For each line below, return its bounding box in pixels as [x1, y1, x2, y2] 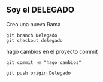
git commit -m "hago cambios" [6, 59, 82, 65]
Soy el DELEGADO [6, 5, 75, 15]
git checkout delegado [6, 37, 63, 44]
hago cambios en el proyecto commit [6, 48, 98, 55]
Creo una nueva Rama [6, 20, 61, 28]
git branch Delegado [6, 32, 58, 38]
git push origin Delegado [6, 70, 71, 76]
